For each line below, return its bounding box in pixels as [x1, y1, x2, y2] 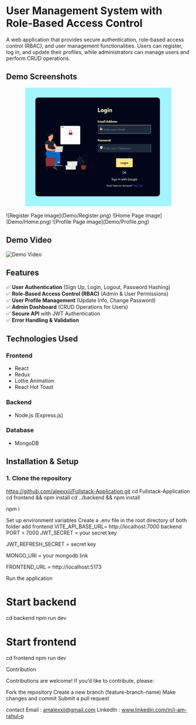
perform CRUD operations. [6, 55, 71, 62]
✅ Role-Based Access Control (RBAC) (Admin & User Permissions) [6, 290, 169, 297]
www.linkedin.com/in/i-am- [121, 706, 187, 713]
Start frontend [6, 635, 77, 649]
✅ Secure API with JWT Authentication [6, 310, 101, 317]
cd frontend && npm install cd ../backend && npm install [6, 494, 140, 501]
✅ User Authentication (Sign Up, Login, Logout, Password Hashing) [6, 283, 171, 290]
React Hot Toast [14, 384, 54, 391]
